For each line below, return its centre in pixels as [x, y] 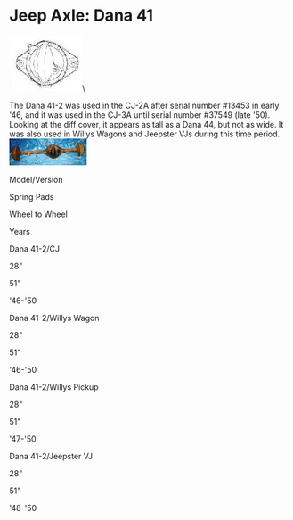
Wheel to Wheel [39, 214]
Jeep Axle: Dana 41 [81, 16]
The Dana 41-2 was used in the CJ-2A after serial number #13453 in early [144, 105]
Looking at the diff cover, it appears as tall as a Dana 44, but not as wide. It [146, 124]
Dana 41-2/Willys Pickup [54, 387]
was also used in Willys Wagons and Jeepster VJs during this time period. [145, 134]
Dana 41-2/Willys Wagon [54, 318]
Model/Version [37, 179]
